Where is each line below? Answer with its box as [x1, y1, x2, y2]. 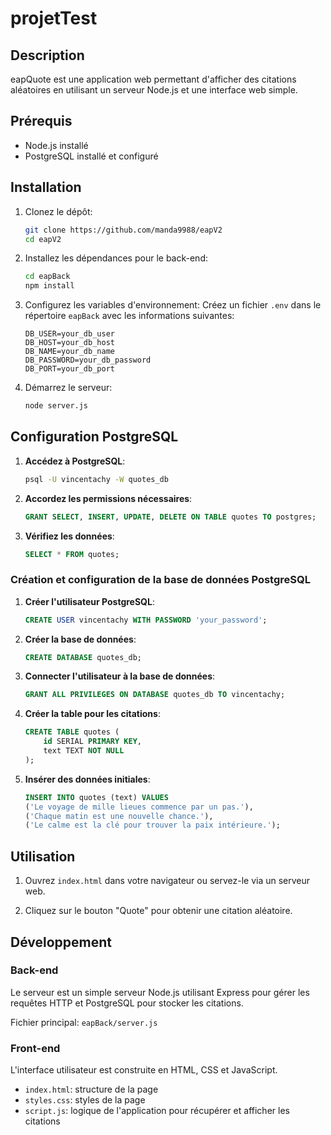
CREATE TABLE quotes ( [24, 727, 120, 737]
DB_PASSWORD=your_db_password [24, 355, 152, 366]
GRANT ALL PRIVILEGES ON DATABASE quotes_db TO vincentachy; [24, 690, 286, 700]
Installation [10, 179, 82, 196]
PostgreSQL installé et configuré [24, 150, 159, 162]
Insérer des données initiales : [24, 773, 151, 785]
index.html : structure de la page [24, 1083, 159, 1096]
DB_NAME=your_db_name [24, 347, 115, 357]
